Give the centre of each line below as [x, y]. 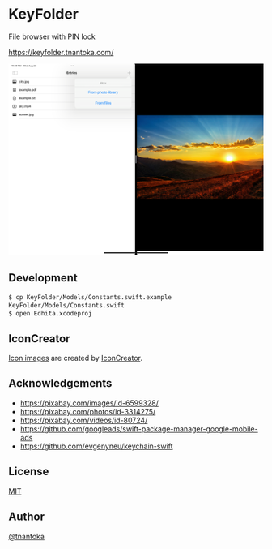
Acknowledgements [60, 383]
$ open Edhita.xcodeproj [50, 314]
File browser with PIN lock [52, 36]
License [29, 472]
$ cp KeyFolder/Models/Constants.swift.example [90, 298]
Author [26, 517]
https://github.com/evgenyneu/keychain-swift [96, 446]
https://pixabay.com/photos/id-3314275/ [88, 411]
